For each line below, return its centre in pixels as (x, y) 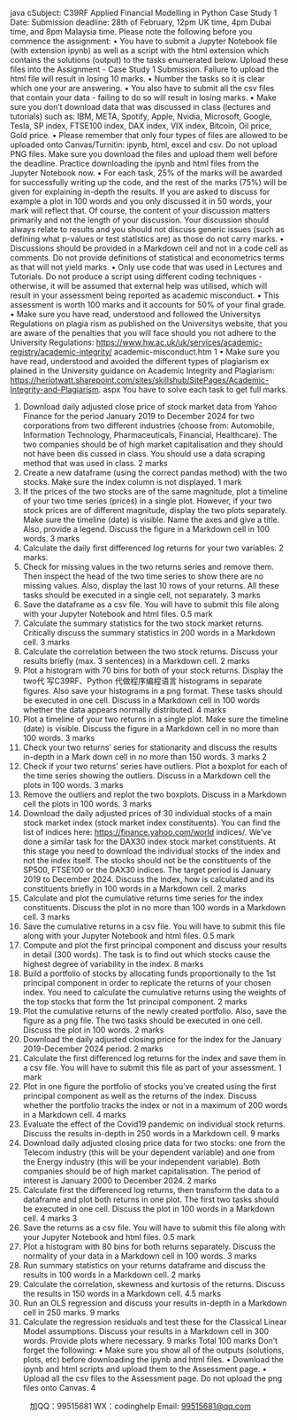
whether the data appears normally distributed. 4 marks (124, 710)
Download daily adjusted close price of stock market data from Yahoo (150, 406)
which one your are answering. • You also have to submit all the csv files (142, 88)
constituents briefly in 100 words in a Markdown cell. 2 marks (134, 889)
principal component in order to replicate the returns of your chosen (147, 983)
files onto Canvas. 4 (59, 1388)
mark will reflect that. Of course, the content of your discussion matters (140, 211)
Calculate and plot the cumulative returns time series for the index (143, 898)
